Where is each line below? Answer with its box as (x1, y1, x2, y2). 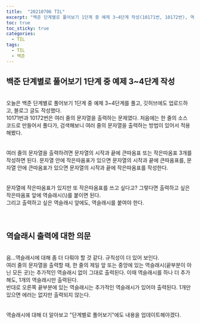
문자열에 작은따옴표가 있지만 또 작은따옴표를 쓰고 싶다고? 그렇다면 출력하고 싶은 (6, 184, 190, 191)
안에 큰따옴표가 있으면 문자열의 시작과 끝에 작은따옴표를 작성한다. (17, 164, 168, 171)
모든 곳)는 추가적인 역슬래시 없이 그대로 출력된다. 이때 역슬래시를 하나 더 (12, 269, 180, 276)
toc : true (6, 20, 31, 26)
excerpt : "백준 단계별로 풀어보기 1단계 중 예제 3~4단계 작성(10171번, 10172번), (6, 14, 188, 20)
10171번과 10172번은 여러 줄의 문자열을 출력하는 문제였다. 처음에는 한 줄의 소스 (6, 114, 188, 122)
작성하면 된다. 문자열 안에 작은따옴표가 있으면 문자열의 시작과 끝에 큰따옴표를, (6, 157, 186, 164)
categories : (6, 31, 36, 37)
